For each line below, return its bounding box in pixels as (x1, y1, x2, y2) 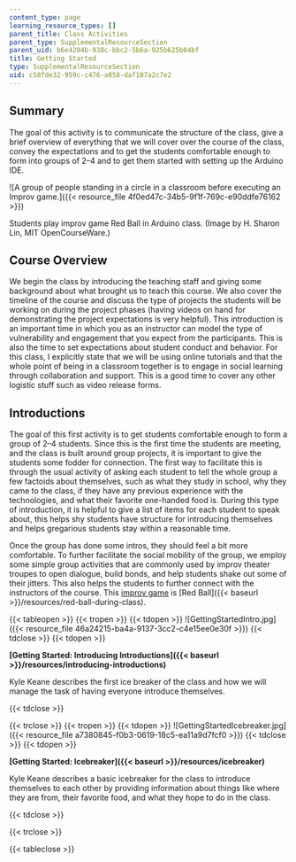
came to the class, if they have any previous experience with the (9, 485, 244, 496)
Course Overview (9, 252, 108, 268)
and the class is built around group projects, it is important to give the (9, 448, 262, 459)
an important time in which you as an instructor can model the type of (9, 323, 263, 334)
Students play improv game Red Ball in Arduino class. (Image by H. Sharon (9, 218, 280, 229)
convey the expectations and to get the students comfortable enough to (9, 145, 271, 156)
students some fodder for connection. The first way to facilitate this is (9, 457, 263, 468)
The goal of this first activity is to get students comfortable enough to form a (9, 429, 288, 439)
